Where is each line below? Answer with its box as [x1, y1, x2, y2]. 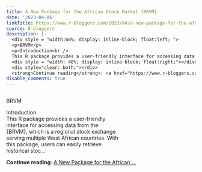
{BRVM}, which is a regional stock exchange [6, 128, 116, 135]
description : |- [6, 31, 47, 37]
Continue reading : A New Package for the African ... [6, 159, 136, 166]
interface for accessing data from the [6, 122, 99, 129]
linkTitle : [6, 20, 34, 26]
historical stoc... [6, 147, 46, 155]
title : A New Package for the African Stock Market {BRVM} [6, 8, 158, 15]
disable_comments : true [6, 76, 66, 82]
